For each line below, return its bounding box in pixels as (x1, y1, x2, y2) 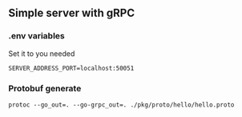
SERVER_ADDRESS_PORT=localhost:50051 (8, 64, 135, 72)
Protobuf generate (8, 83, 82, 94)
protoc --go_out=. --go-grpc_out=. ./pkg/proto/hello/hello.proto (8, 100, 235, 109)
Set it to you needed (8, 48, 75, 58)
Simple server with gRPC (8, 6, 135, 20)
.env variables (8, 30, 66, 42)
